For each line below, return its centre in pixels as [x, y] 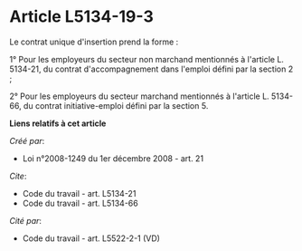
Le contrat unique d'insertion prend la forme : [94, 42]
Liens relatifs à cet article [58, 123]
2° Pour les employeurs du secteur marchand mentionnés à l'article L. [139, 96]
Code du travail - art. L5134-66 [80, 203]
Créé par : [27, 140]
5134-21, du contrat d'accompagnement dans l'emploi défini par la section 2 [151, 69]
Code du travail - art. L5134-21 [79, 193]
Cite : [18, 176]
